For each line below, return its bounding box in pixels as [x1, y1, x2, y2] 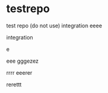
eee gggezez [6, 57, 39, 64]
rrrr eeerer [6, 69, 33, 76]
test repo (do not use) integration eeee [6, 22, 103, 29]
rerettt [6, 81, 22, 88]
